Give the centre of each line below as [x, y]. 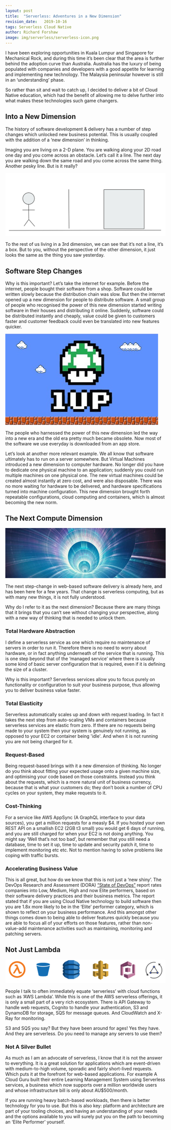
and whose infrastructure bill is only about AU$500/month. [67, 1090]
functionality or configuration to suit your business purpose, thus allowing [83, 685]
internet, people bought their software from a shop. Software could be [79, 289]
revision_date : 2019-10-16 [36, 21]
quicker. [14, 327]
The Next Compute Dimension [54, 519]
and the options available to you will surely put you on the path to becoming [85, 1117]
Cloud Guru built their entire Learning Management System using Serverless [85, 1079]
